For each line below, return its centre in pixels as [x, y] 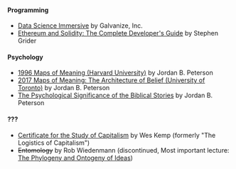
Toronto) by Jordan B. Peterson [64, 88]
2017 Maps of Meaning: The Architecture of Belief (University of [111, 80]
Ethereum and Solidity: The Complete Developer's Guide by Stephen [118, 33]
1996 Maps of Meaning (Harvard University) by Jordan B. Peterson [115, 73]
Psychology [26, 57]
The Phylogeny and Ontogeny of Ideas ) [75, 158]
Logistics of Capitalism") [54, 143]
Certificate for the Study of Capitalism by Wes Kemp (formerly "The [117, 135]
